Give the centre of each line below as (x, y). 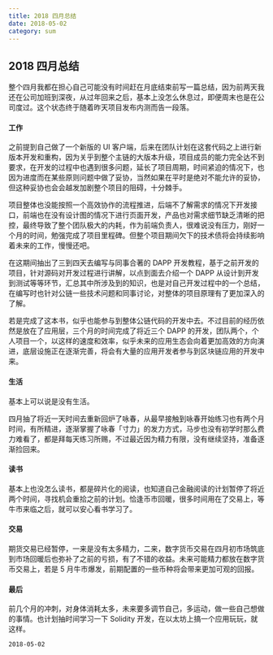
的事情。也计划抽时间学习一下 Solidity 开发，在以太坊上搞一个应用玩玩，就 (133, 619)
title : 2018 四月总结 (43, 16)
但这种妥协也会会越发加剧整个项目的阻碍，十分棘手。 (97, 188)
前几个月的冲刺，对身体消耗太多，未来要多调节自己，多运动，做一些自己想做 (136, 609)
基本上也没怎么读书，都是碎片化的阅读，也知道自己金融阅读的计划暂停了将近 (136, 488)
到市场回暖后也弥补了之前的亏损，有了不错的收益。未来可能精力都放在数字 (133, 559)
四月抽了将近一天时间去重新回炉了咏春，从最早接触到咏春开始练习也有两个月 (136, 419)
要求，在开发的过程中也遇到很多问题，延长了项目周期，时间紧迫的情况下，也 (136, 167)
